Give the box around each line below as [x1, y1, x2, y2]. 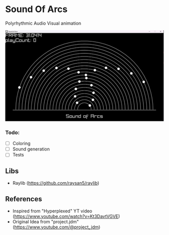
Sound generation [12, 146, 50, 152]
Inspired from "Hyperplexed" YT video [12, 208, 93, 214]
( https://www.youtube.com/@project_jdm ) [12, 224, 101, 230]
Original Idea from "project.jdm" [12, 218, 79, 224]
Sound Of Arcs [5, 4, 68, 15]
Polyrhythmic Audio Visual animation [5, 20, 81, 26]
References [5, 195, 42, 203]
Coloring [12, 140, 31, 146]
